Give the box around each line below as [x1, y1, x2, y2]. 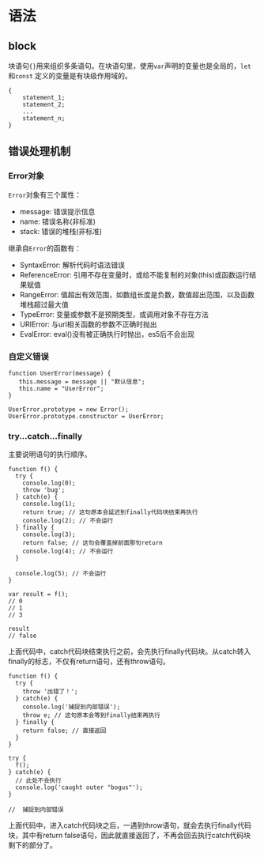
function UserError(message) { [8, 369, 111, 377]
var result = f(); [8, 591, 69, 598]
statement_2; [22, 100, 66, 108]
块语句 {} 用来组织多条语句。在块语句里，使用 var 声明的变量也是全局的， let [8, 61, 251, 70]
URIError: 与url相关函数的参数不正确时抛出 [19, 319, 157, 329]
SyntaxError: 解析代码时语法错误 [19, 260, 125, 270]
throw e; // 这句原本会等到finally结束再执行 [22, 712, 160, 719]
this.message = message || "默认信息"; [18, 377, 145, 386]
